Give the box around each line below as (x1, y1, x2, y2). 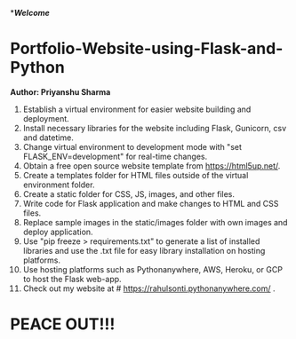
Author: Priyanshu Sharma (10, 86, 111, 97)
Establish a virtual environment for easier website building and (22, 104, 252, 114)
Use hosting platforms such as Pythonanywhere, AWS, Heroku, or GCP (22, 264, 284, 274)
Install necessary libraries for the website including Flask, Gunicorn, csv (22, 122, 287, 133)
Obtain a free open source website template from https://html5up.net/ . (22, 160, 281, 171)
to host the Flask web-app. (22, 273, 123, 284)
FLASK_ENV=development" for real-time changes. (22, 151, 208, 162)
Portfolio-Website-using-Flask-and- (10, 39, 284, 59)
